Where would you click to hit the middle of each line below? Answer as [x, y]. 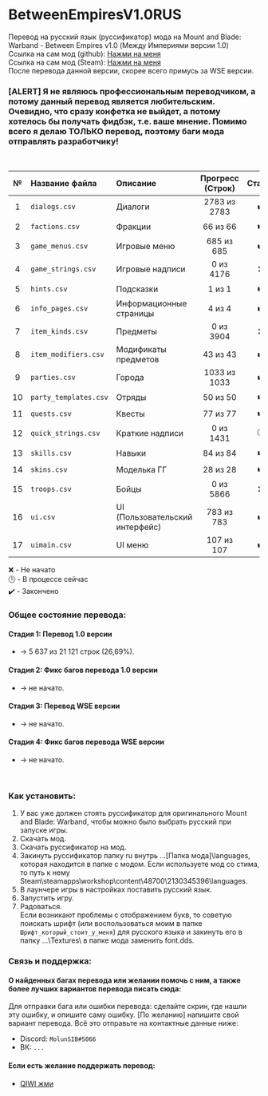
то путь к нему [45, 872]
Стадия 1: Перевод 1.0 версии [60, 634]
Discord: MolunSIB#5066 [58, 1039]
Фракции [134, 227]
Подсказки [137, 289]
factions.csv [55, 226]
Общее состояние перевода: [67, 615]
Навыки [131, 453]
